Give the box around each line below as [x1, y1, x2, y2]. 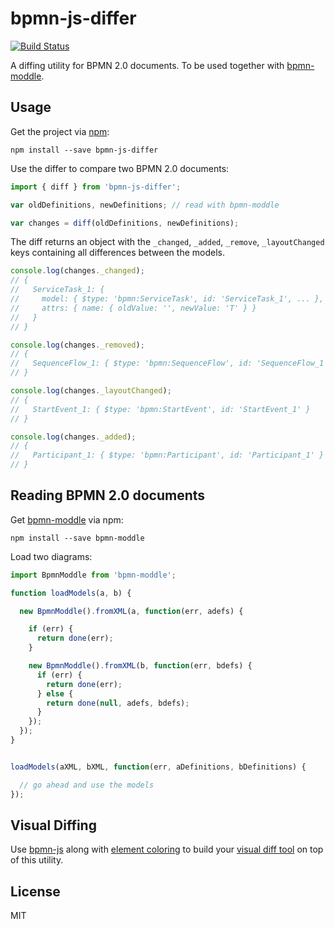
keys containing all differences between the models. [10, 247, 225, 259]
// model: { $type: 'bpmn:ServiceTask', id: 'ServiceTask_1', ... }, [10, 294, 325, 304]
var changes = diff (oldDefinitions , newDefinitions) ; [10, 218, 240, 228]
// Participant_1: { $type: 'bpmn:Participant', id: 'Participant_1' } [10, 450, 325, 461]
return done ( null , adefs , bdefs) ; [46, 698, 190, 708]
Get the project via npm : [10, 125, 110, 137]
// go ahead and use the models [19, 780, 155, 790]
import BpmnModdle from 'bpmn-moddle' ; [10, 570, 177, 580]
